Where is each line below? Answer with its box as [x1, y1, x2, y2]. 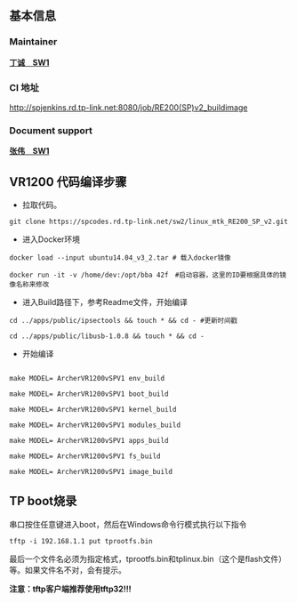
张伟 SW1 [9, 146, 50, 157]
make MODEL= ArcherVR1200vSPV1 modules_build [9, 421, 181, 430]
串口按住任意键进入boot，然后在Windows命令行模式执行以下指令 [9, 519, 247, 529]
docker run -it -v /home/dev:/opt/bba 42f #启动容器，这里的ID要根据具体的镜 [9, 270, 287, 280]
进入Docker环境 [21, 234, 81, 245]
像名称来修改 [9, 280, 50, 289]
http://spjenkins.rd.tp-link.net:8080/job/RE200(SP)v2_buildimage [9, 101, 248, 113]
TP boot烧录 [9, 494, 77, 509]
